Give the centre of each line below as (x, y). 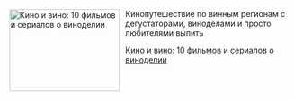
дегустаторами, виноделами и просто (198, 23)
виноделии (146, 60)
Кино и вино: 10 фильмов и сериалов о (200, 50)
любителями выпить (165, 33)
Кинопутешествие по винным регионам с (205, 14)
